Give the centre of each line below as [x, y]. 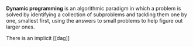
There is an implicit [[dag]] [38, 38]
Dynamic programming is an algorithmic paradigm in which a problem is [94, 8]
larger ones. [20, 27]
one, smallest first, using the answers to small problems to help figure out [94, 21]
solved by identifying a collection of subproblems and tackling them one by [96, 15]
